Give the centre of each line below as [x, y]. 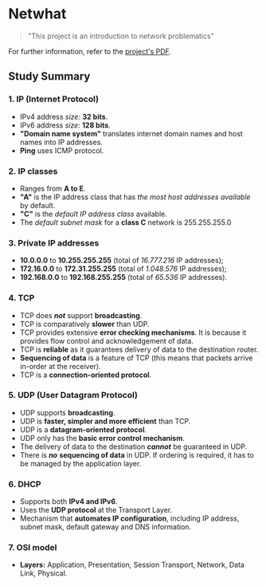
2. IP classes [33, 171]
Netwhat [37, 14]
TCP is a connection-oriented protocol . [86, 375]
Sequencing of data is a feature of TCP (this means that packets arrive [136, 358]
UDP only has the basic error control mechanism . [102, 438]
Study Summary [49, 77]
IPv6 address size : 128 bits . [65, 125]
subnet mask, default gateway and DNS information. [106, 527]
